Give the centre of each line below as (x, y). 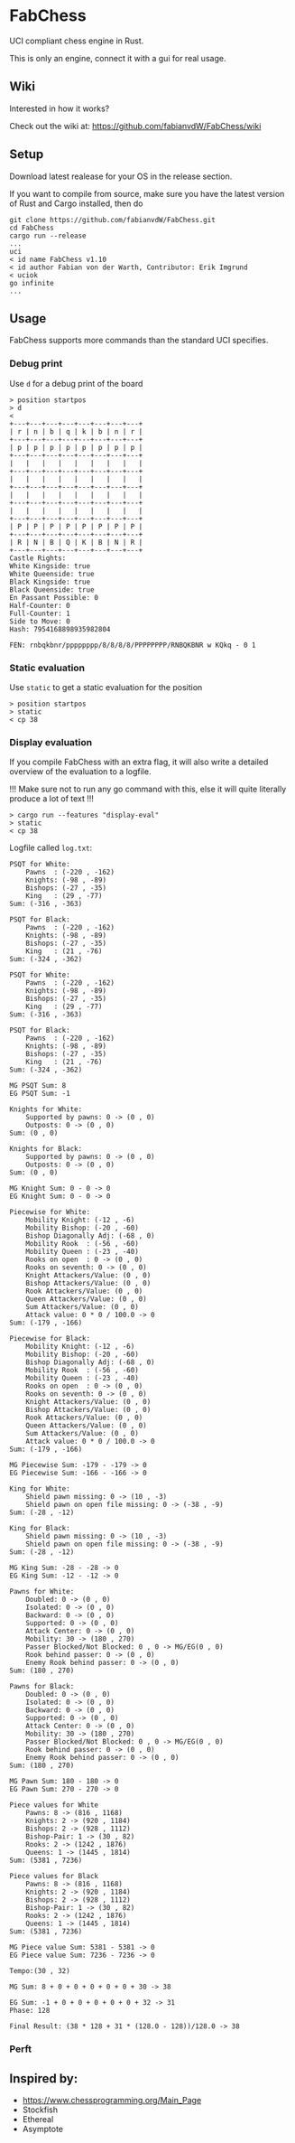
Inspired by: (44, 2078)
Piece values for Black (54, 1876)
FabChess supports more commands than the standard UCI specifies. (139, 341)
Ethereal (38, 2119)
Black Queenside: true (52, 590)
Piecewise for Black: (50, 1339)
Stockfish (40, 2110)
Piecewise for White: (50, 1212)
